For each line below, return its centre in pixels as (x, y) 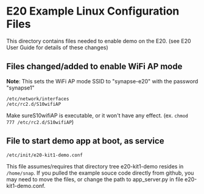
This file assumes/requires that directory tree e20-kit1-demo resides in (95, 166)
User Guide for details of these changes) (57, 47)
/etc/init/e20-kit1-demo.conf (45, 155)
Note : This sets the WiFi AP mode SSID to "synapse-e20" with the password (102, 81)
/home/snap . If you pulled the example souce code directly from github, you (100, 173)
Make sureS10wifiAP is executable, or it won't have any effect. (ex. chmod (97, 115)
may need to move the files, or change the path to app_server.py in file (95, 179)
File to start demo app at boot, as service (85, 141)
